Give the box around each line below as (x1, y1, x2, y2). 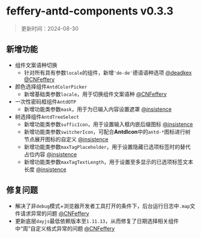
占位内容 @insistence (23, 151, 77, 158)
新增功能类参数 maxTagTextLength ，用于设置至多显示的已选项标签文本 (23, 158, 194, 165)
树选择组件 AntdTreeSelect (14, 113, 80, 120)
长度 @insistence (23, 166, 67, 173)
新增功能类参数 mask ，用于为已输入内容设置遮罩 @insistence (23, 105, 172, 113)
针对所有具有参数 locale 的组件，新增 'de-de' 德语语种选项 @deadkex (23, 69, 192, 76)
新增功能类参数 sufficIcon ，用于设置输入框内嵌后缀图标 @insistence (23, 121, 193, 128)
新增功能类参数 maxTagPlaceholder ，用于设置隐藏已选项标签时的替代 (23, 143, 191, 150)
